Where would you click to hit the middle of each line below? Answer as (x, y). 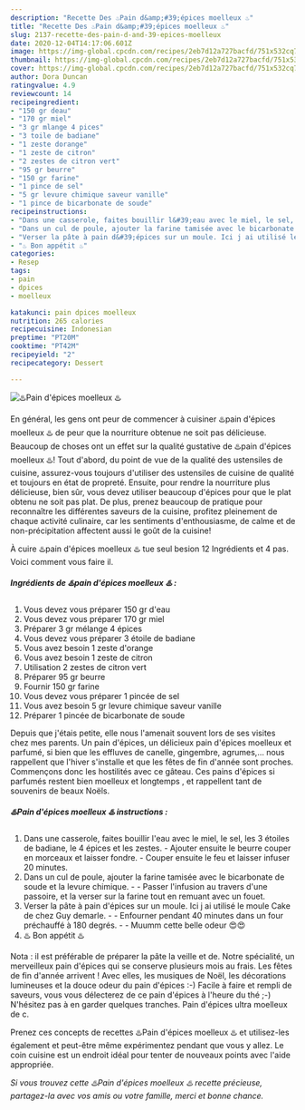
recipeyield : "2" (43, 355)
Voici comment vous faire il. (62, 561)
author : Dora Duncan (49, 77)
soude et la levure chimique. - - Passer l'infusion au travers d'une (145, 886)
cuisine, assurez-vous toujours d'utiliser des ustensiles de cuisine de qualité (152, 472)
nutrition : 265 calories (57, 321)
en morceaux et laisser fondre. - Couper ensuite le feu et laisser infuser (157, 857)
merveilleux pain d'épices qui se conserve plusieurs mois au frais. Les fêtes (152, 966)
